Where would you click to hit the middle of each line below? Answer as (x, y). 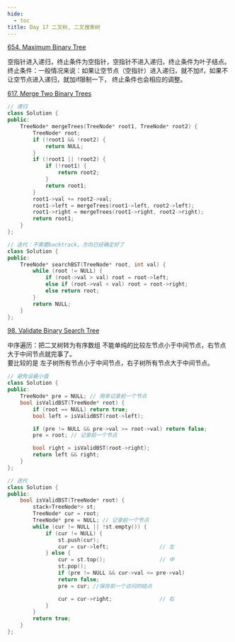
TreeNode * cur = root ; (66, 514)
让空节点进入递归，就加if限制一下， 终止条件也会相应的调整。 (97, 79)
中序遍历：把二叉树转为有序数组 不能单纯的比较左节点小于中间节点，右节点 (117, 345)
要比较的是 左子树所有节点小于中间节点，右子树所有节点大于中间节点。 (110, 363)
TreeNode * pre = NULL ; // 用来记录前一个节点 (84, 396)
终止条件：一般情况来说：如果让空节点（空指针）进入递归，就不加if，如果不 (118, 71)
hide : (15, 14)
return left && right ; (66, 455)
